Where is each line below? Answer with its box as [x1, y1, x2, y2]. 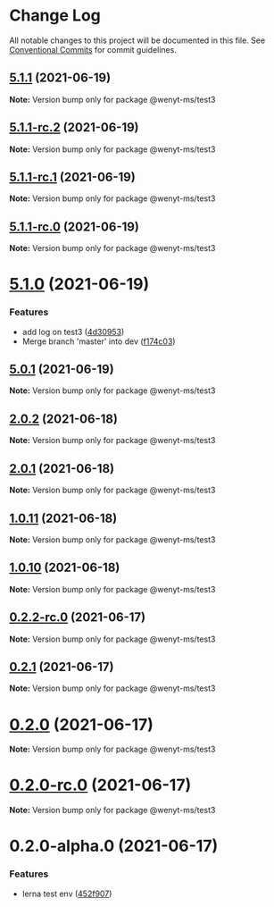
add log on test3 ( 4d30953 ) [21, 326, 125, 337]
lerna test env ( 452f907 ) [21, 888, 112, 899]
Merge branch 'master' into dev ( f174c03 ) [21, 336, 176, 347]
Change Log [9, 5, 101, 26]
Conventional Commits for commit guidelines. [9, 44, 177, 55]
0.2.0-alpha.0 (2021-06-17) [9, 836, 219, 856]
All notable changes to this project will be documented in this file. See [9, 35, 266, 46]
